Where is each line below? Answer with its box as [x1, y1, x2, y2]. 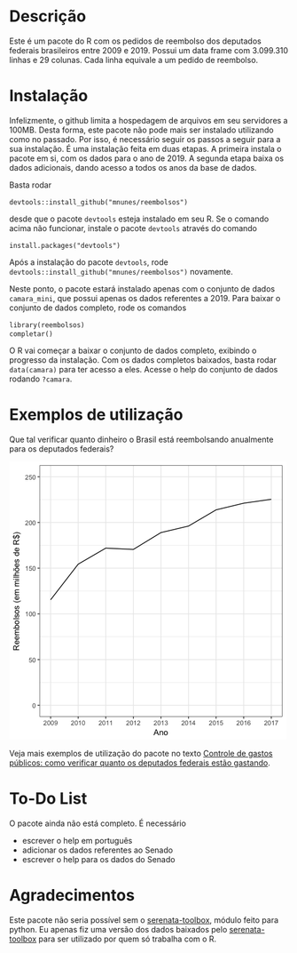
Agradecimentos [9, 885, 136, 905]
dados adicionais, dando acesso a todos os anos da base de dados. [9, 162, 257, 172]
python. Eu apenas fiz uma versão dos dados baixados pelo [9, 924, 228, 934]
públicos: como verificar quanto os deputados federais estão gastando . [9, 757, 270, 768]
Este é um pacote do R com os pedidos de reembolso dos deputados [9, 36, 262, 46]
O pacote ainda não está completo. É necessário [9, 818, 186, 829]
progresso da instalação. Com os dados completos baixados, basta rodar [9, 354, 277, 365]
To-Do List [9, 789, 88, 808]
